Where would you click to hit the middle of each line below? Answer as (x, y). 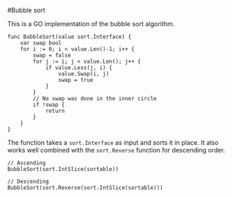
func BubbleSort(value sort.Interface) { (70, 37)
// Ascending (27, 163)
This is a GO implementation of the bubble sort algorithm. (91, 24)
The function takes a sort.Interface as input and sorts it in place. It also (113, 143)
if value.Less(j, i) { (79, 68)
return (55, 111)
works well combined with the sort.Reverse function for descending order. (116, 150)
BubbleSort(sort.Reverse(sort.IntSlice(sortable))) (85, 188)
